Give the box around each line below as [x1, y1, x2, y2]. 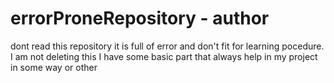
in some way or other [10, 61, 98, 73]
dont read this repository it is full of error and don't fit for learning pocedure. [10, 40, 325, 52]
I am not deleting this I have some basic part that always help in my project [10, 50, 318, 62]
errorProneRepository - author [10, 7, 270, 30]
